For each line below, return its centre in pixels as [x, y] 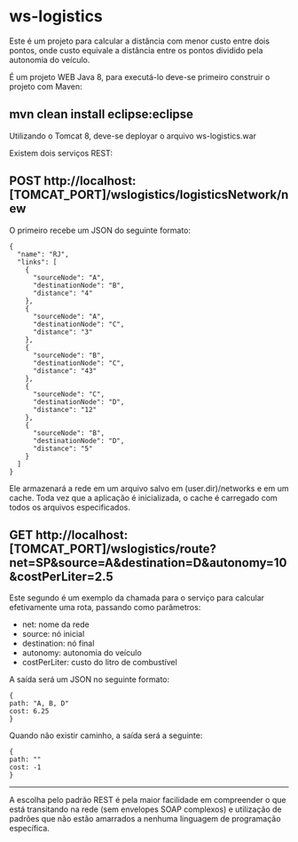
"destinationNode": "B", [78, 285]
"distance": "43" [65, 370]
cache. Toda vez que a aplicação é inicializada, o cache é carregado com [143, 497]
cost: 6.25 [29, 711]
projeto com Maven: [46, 86]
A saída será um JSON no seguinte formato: [90, 679]
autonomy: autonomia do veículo [82, 653]
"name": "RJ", [43, 254]
